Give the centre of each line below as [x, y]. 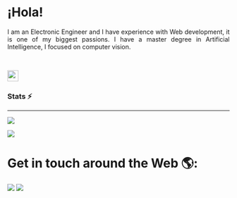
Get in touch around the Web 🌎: [103, 163]
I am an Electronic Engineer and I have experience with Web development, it [119, 32]
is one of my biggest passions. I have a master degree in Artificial [119, 39]
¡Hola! [25, 12]
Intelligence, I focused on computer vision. [69, 47]
